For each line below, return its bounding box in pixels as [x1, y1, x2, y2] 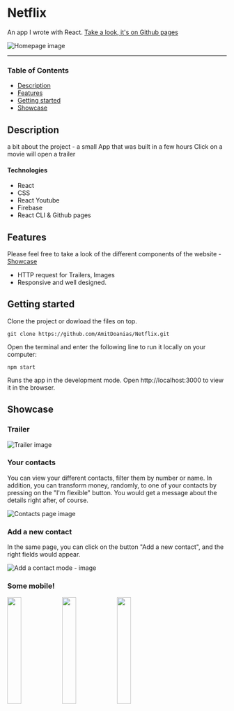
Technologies [7, 166, 48, 174]
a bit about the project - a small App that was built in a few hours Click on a [7, 142, 223, 151]
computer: [7, 350, 37, 358]
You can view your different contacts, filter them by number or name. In [7, 474, 212, 482]
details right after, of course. [7, 496, 89, 504]
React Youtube [17, 196, 60, 205]
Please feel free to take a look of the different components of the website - [7, 250, 221, 258]
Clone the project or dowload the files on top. [7, 316, 137, 325]
